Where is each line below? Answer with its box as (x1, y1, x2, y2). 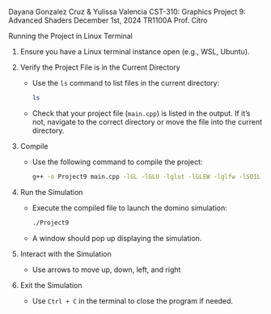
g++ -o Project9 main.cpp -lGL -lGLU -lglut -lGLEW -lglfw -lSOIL (32, 172, 261, 180)
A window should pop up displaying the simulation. (32, 233, 202, 243)
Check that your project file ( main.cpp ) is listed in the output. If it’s (32, 108, 251, 118)
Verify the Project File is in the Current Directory (19, 62, 180, 72)
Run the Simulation (19, 187, 83, 197)
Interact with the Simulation (19, 248, 112, 258)
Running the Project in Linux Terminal (8, 32, 133, 40)
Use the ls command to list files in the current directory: (32, 78, 220, 87)
